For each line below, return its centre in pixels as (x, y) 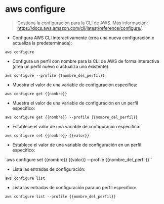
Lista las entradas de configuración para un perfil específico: (74, 187)
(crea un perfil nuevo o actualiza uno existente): (61, 66)
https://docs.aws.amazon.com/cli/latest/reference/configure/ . (80, 28)
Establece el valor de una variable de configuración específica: (76, 126)
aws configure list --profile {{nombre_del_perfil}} (61, 197)
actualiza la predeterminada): (42, 43)
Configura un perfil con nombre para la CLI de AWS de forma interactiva (86, 61)
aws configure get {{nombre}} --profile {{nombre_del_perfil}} (72, 117)
